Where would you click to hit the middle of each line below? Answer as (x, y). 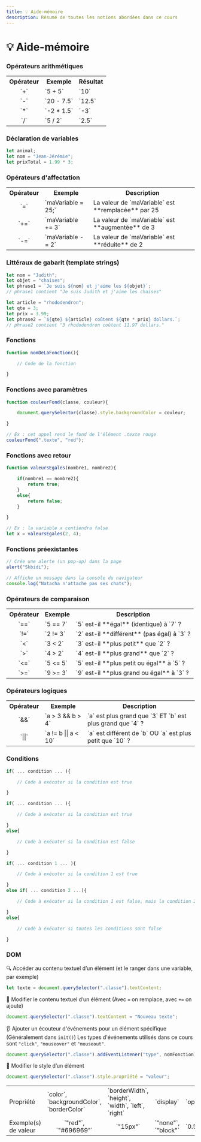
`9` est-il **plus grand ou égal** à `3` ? (133, 673)
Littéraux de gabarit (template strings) (63, 263)
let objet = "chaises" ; (36, 281)
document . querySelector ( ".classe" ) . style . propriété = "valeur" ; (88, 1077)
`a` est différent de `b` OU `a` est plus (139, 733)
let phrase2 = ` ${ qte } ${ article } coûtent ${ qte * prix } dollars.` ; (93, 319)
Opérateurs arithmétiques (45, 66)
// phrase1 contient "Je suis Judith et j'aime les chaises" (84, 292)
